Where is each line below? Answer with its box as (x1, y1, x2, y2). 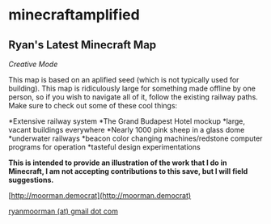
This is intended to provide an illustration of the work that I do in (8, 158, 227, 167)
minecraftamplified (8, 6, 140, 24)
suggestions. (8, 175, 54, 184)
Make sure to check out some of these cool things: (8, 101, 178, 110)
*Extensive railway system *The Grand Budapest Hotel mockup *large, (8, 116, 245, 126)
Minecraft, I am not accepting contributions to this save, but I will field (8, 167, 248, 175)
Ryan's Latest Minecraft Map (8, 38, 157, 52)
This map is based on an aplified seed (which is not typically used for (8, 75, 239, 84)
